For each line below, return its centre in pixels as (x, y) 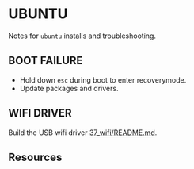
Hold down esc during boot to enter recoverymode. (103, 79)
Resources (35, 157)
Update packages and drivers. (69, 88)
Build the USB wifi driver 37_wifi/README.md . (83, 133)
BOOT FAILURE (46, 61)
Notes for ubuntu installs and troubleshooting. (82, 36)
